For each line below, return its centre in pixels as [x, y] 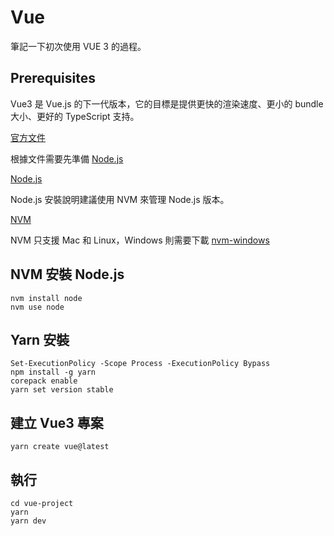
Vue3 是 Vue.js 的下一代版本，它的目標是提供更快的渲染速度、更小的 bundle [167, 103]
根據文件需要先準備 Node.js [67, 158]
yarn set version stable [62, 390]
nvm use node [37, 307]
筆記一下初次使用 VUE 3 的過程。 [78, 46]
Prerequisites [53, 78]
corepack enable [44, 381]
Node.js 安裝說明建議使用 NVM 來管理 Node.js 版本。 [120, 199]
